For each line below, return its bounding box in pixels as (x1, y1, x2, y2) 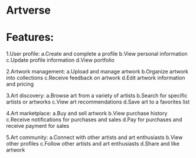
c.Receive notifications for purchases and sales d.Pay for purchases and (6, 116, 182, 123)
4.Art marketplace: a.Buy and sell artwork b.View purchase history (6, 110, 168, 117)
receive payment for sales (6, 122, 70, 130)
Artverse (6, 4, 51, 17)
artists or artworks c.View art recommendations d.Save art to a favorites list (6, 98, 190, 105)
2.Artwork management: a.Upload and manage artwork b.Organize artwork (6, 68, 189, 75)
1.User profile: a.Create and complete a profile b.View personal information (6, 50, 188, 57)
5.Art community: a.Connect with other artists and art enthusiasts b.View (6, 134, 183, 141)
